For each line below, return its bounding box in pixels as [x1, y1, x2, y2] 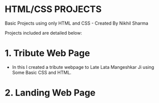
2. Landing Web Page [5, 87, 96, 98]
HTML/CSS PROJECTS [5, 4, 102, 15]
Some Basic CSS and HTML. [12, 69, 72, 75]
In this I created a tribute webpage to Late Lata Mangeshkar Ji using [12, 64, 154, 70]
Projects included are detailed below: [5, 30, 82, 36]
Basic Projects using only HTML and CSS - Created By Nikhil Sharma [5, 20, 149, 26]
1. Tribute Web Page [5, 48, 90, 59]
